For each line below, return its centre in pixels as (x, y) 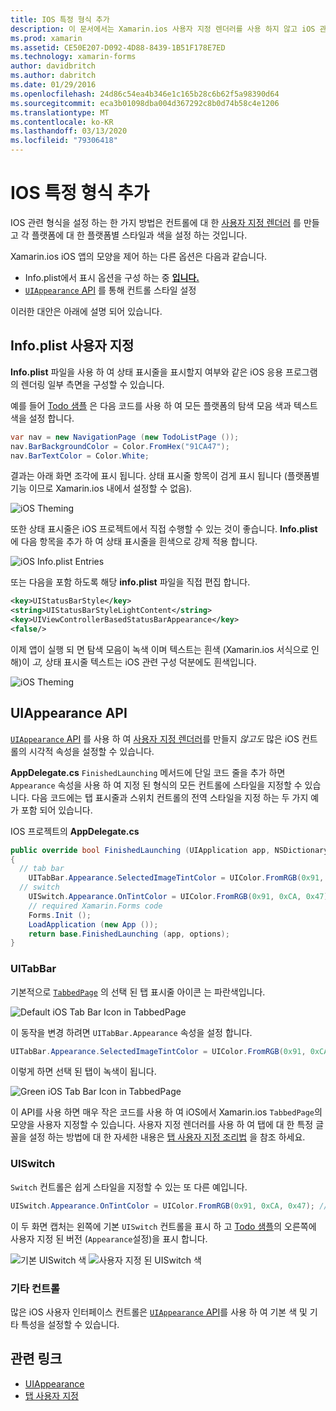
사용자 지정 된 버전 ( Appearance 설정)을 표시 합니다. (109, 1238)
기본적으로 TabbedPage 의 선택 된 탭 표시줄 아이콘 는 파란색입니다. (138, 992)
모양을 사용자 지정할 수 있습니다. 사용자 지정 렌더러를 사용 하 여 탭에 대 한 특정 (162, 1125)
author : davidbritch (53, 66)
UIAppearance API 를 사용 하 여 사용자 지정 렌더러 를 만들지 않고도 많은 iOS (155, 738)
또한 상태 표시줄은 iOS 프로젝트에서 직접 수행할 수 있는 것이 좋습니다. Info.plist (164, 529)
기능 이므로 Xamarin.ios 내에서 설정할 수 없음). (101, 488)
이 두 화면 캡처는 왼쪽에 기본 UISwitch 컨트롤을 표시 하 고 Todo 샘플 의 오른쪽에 (163, 1226)
